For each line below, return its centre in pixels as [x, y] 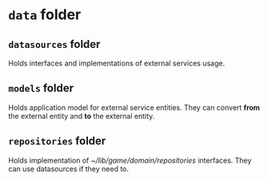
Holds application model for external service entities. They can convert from [134, 107]
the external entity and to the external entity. [82, 116]
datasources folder [54, 44]
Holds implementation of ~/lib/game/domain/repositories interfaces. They [130, 160]
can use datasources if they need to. [69, 168]
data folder [45, 15]
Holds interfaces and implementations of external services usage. [117, 63]
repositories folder [57, 141]
